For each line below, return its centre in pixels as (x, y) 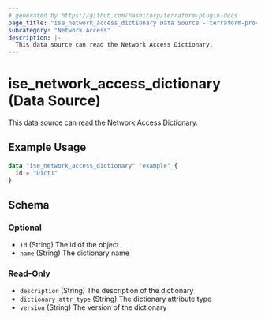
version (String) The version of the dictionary (93, 307)
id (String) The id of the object (69, 245)
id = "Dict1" (37, 173)
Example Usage (47, 147)
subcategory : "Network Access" (60, 30)
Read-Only (30, 273)
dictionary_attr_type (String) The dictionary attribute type (116, 299)
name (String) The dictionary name (75, 253)
